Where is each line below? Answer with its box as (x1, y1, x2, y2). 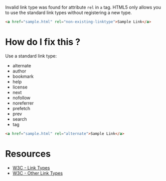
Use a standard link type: (5, 53, 57, 59)
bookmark (12, 73, 34, 79)
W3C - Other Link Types (12, 170, 63, 176)
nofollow (12, 95, 31, 101)
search (12, 116, 27, 122)
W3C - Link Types (12, 164, 50, 170)
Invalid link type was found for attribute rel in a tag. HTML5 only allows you (5, 5, 161, 10)
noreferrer (12, 100, 34, 106)
